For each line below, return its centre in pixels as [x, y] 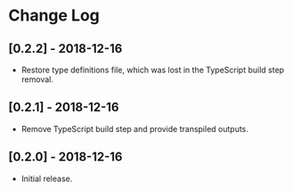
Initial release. [47, 179]
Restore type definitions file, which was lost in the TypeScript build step [153, 70]
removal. [37, 79]
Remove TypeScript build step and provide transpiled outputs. [134, 129]
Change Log [54, 16]
